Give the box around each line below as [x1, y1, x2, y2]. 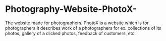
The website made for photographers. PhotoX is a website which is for [5, 20, 149, 26]
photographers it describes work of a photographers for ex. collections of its [5, 25, 162, 31]
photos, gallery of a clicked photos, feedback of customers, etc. [5, 30, 136, 36]
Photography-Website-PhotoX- [5, 3, 137, 15]
